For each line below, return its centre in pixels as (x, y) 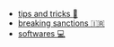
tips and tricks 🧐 (48, 14)
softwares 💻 (41, 34)
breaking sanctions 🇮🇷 (61, 23)
